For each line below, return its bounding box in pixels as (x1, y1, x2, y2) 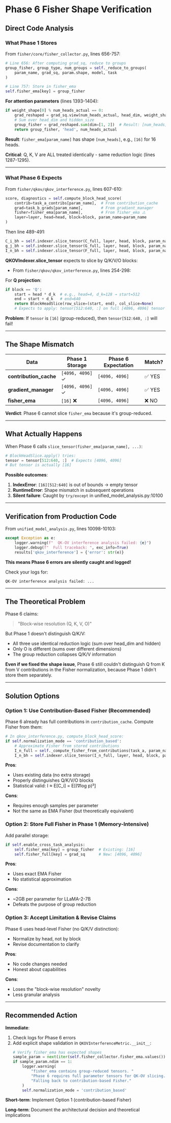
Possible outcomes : (5, 472, 48, 478)
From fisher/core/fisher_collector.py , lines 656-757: (5, 51, 121, 57)
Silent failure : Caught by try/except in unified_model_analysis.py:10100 (12, 492, 163, 498)
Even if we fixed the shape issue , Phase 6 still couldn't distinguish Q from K (5, 661, 165, 667)
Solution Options (5, 691, 60, 700)
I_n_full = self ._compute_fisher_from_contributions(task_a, (14, 748, 147, 753)
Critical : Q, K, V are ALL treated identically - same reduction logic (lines (5, 152, 155, 158)
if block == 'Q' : (5, 287, 42, 292)
